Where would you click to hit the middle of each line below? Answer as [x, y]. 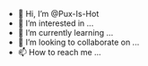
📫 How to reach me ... [59, 52]
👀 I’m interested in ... [56, 23]
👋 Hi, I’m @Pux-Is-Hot [58, 14]
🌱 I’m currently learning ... [65, 33]
